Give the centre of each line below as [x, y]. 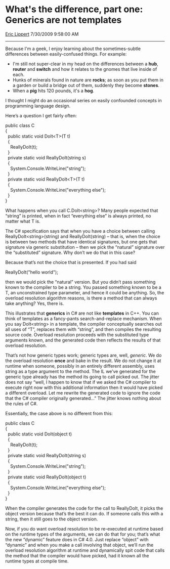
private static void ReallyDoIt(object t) [47, 477]
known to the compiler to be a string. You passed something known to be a [83, 287]
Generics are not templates [63, 20]
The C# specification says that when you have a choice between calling [80, 231]
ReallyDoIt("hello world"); [32, 272]
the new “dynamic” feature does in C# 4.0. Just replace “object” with [77, 539]
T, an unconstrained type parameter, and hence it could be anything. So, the [85, 292]
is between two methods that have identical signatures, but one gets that [81, 242]
